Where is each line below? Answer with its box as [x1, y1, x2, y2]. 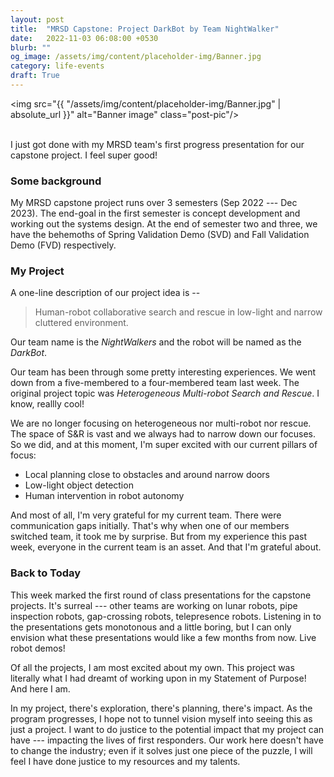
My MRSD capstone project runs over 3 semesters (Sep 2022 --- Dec [10, 197, 298, 209]
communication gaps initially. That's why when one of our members [10, 520, 290, 532]
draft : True [10, 71, 60, 81]
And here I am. [10, 682, 71, 695]
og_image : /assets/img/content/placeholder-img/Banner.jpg [10, 52, 262, 62]
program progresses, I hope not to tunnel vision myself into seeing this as [10, 712, 313, 725]
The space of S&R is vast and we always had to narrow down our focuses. [10, 428, 317, 440]
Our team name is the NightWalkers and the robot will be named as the [10, 336, 302, 348]
